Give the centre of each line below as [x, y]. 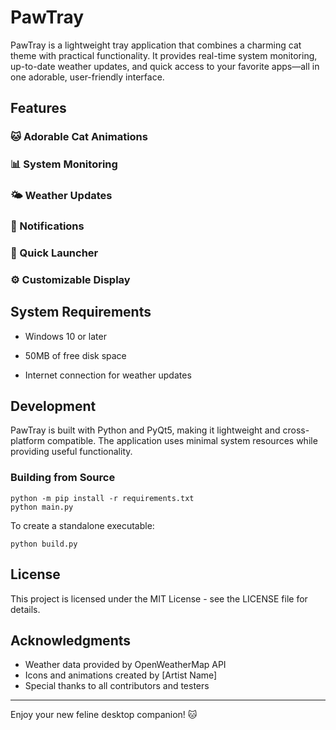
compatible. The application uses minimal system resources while [182, 441]
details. [25, 609]
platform [27, 441]
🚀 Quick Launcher [54, 253]
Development [53, 406]
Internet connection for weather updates [108, 375]
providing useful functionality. [71, 452]
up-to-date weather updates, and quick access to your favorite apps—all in [165, 66]
